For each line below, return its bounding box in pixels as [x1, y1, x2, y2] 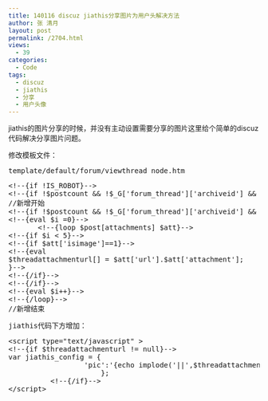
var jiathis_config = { [8, 352, 101, 362]
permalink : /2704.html [8, 33, 84, 42]
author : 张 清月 [8, 19, 59, 27]
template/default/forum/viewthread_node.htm [8, 167, 186, 175]
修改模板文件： [8, 151, 57, 160]
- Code [15, 64, 37, 72]
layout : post [8, 26, 52, 34]
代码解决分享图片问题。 [8, 133, 85, 143]
